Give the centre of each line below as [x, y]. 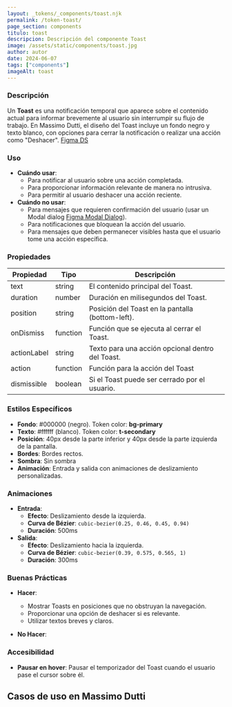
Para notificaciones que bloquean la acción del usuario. [106, 225]
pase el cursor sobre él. [51, 675]
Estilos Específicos [40, 409]
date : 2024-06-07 [32, 59]
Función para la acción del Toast [142, 368]
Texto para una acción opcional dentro [151, 348]
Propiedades [29, 257]
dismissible [29, 384]
